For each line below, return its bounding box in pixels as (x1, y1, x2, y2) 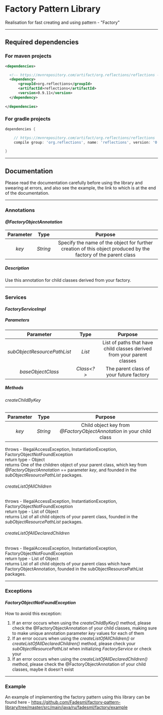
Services (5, 294, 27, 301)
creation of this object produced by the (61, 245, 150, 252)
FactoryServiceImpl (5, 306, 46, 312)
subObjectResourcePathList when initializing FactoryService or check (12, 646, 152, 651)
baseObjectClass (19, 368, 59, 375)
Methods (5, 385, 24, 391)
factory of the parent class (75, 252, 136, 258)
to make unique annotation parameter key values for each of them (12, 630, 145, 636)
